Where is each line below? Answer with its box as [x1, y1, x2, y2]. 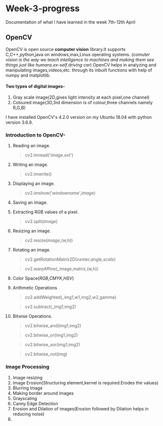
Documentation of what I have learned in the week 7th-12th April [5, 19, 136, 25]
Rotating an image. [12, 247, 51, 253]
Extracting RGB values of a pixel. [12, 209, 79, 215]
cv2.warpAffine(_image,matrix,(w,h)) [24, 266, 99, 272]
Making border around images [12, 390, 74, 396]
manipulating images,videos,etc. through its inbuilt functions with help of [5, 67, 152, 73]
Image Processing [5, 363, 49, 370]
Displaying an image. [12, 180, 55, 186]
